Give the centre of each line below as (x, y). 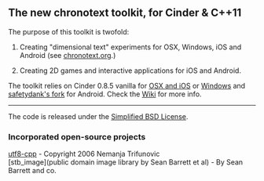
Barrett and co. (32, 171)
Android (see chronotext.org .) (68, 55)
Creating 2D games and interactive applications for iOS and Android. (130, 71)
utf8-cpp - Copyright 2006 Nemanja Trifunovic (84, 154)
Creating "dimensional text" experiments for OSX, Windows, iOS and (130, 47)
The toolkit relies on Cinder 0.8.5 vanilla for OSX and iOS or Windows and (127, 85)
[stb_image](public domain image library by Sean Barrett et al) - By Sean (126, 162)
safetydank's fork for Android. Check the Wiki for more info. (105, 94)
